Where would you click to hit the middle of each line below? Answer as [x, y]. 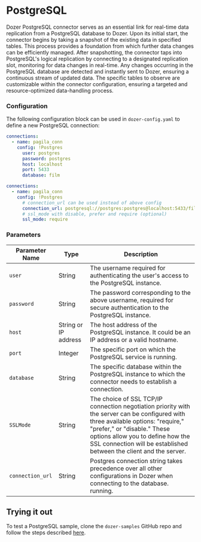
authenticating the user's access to [139, 275]
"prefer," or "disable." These [130, 428]
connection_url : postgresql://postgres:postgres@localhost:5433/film [110, 208]
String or [71, 325]
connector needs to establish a [133, 382]
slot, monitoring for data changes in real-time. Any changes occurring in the [100, 65]
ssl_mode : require [45, 220]
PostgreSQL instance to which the [138, 374]
